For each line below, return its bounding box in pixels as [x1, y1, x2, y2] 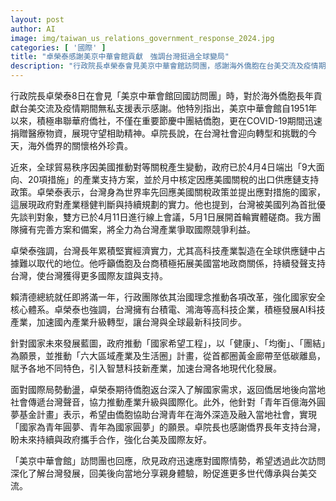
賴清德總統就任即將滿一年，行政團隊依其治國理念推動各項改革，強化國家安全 [10, 291, 326, 303]
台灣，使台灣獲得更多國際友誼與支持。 [10, 270, 168, 281]
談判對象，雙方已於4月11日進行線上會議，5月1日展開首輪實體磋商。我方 [18, 211, 313, 223]
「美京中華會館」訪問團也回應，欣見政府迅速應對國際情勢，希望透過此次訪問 [10, 455, 326, 466]
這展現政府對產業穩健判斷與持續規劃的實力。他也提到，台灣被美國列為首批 [10, 199, 317, 210]
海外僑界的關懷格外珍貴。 [27, 140, 133, 151]
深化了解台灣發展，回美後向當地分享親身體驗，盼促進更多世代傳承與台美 [10, 467, 308, 479]
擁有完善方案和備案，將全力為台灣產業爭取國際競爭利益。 [18, 224, 256, 235]
